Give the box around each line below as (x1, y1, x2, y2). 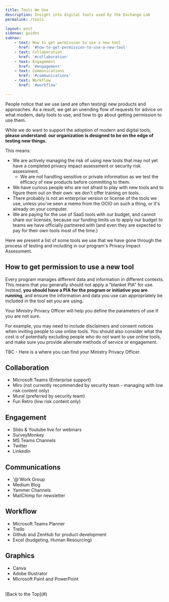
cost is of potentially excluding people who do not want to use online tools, (5, 333, 161, 340)
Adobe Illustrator (12, 570, 48, 576)
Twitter (12, 443, 28, 449)
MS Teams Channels (12, 437, 56, 444)
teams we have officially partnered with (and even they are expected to (12, 222, 161, 228)
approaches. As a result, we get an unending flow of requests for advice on (5, 106, 163, 112)
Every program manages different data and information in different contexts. (5, 276, 164, 282)
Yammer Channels (12, 487, 51, 493)
